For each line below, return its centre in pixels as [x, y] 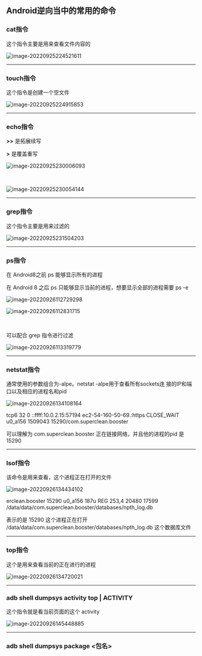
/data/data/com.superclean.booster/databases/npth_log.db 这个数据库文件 [99, 527]
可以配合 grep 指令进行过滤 [40, 335]
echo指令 [20, 127]
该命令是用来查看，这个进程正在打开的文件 [59, 477]
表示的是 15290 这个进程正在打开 [47, 520]
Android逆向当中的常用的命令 [61, 11]
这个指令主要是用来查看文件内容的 [48, 43]
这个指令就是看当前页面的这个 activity [53, 612]
